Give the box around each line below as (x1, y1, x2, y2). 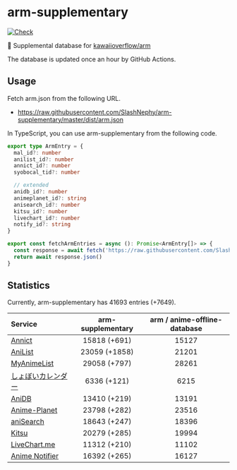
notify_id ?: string (13, 221, 71, 228)
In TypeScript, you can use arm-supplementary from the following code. (7, 128, 217, 138)
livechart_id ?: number (13, 215, 80, 222)
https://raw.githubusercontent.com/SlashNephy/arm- (17, 107, 172, 116)
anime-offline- (169, 315, 223, 325)
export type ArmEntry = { (7, 143, 83, 150)
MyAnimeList (11, 358, 54, 368)
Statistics (7, 279, 51, 291)
